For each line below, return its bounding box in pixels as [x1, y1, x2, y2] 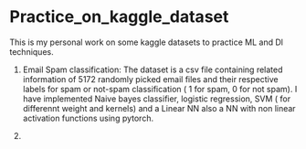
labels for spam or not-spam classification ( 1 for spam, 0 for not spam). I [22, 83, 298, 94]
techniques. [9, 46, 54, 57]
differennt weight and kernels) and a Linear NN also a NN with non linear [22, 102, 296, 113]
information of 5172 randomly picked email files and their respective [22, 73, 279, 84]
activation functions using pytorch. [22, 112, 153, 123]
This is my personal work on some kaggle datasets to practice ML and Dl [9, 37, 283, 48]
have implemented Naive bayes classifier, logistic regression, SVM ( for [22, 93, 291, 104]
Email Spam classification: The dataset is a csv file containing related [22, 64, 283, 75]
